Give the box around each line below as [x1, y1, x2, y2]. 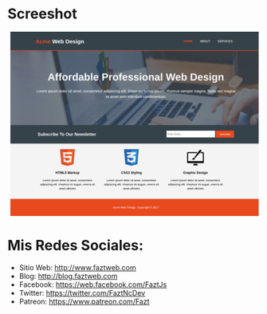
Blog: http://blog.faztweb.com [18, 272, 118, 281]
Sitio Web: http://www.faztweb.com [18, 263, 136, 272]
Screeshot [7, 5, 77, 23]
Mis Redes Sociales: [7, 237, 144, 255]
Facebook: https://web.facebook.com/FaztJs [18, 280, 167, 289]
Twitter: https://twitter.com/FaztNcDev [18, 288, 146, 297]
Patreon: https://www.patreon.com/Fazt [18, 296, 150, 306]
